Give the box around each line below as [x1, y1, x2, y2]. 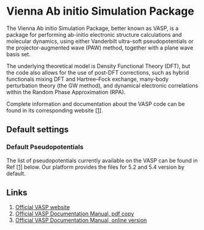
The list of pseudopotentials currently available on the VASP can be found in [6, 157, 199, 164]
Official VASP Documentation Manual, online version [15, 217, 147, 224]
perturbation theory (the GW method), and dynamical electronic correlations [6, 81, 199, 89]
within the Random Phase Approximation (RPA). [6, 88, 126, 95]
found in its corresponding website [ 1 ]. [6, 106, 103, 114]
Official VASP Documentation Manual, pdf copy [15, 210, 134, 218]
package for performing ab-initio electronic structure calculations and [6, 31, 182, 38]
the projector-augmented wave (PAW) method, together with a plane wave [6, 44, 194, 51]
